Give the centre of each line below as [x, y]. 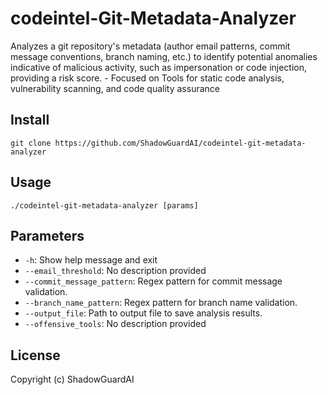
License [35, 355]
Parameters [47, 235]
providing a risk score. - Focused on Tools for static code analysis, [147, 78]
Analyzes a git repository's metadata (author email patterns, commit [150, 46]
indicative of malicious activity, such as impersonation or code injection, [159, 67]
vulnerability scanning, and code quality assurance [115, 88]
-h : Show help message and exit [91, 260]
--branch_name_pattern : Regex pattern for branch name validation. [161, 303]
